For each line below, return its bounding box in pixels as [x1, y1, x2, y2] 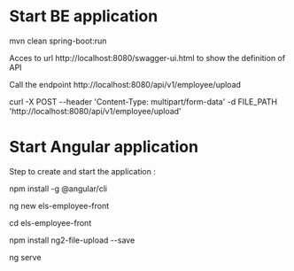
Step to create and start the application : [9, 166, 157, 176]
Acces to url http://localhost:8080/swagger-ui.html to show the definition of [9, 52, 286, 63]
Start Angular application [9, 137, 199, 157]
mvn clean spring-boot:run [9, 35, 107, 46]
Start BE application [9, 6, 159, 27]
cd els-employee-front [9, 217, 92, 228]
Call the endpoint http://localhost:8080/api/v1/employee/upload [9, 79, 242, 89]
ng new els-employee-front [9, 200, 110, 211]
